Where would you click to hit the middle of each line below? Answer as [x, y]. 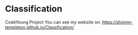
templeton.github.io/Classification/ [40, 27]
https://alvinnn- [117, 22]
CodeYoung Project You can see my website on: [53, 22]
